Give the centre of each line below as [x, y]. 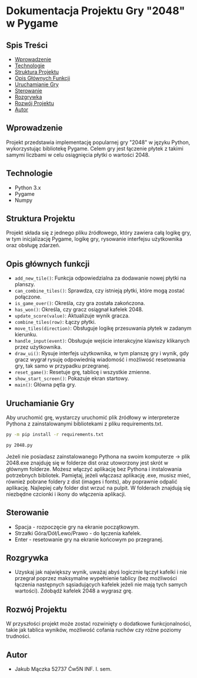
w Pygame [32, 23]
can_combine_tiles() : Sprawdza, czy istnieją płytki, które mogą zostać [100, 291]
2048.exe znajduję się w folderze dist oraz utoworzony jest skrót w [87, 463]
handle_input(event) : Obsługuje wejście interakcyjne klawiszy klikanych [102, 341]
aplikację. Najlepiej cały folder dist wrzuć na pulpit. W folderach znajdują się [98, 487]
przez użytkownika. [38, 347]
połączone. [28, 297]
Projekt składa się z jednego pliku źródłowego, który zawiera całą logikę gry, [98, 233]
